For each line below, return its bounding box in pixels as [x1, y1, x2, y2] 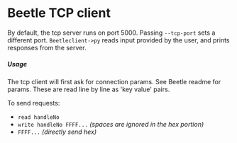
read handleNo [17, 113, 60, 121]
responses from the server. [7, 43, 87, 52]
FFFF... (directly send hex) [17, 127, 97, 136]
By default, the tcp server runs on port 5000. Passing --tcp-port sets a [7, 28, 216, 37]
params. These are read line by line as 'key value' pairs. [7, 85, 170, 93]
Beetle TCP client [7, 5, 111, 21]
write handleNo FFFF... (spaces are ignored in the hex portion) [17, 120, 204, 128]
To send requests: [7, 98, 60, 107]
